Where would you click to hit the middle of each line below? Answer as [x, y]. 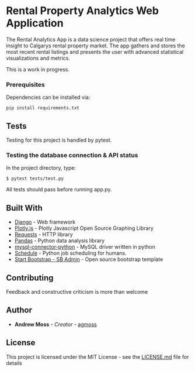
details [14, 363]
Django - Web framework [45, 222]
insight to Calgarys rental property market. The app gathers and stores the [95, 46]
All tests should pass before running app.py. [59, 190]
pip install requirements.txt [43, 108]
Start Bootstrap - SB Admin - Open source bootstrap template [89, 259]
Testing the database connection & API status [72, 155]
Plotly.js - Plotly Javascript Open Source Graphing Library [84, 228]
